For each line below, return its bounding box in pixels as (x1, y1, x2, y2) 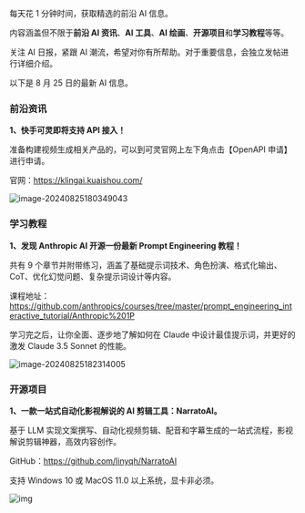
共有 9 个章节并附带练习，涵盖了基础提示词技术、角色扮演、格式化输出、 (9, 259, 282, 271)
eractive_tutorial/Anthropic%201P (9, 310, 135, 321)
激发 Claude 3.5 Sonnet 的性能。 (9, 340, 132, 351)
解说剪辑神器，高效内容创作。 (9, 436, 121, 446)
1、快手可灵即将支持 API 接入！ (9, 125, 127, 136)
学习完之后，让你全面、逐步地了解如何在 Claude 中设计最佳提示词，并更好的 (9, 329, 296, 340)
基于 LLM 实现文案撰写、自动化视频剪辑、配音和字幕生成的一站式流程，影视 (9, 425, 294, 436)
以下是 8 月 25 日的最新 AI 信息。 (9, 77, 134, 88)
